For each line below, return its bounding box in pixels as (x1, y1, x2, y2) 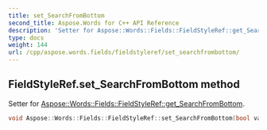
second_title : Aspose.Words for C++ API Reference (8, 19, 180, 27)
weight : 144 (8, 41, 48, 49)
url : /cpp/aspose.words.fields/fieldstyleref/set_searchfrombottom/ (8, 48, 240, 56)
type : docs (8, 33, 44, 42)
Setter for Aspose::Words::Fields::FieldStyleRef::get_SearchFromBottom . (8, 98, 245, 108)
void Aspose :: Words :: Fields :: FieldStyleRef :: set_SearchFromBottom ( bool (8, 114, 250, 122)
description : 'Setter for (8, 26, 94, 34)
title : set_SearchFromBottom (8, 11, 105, 20)
